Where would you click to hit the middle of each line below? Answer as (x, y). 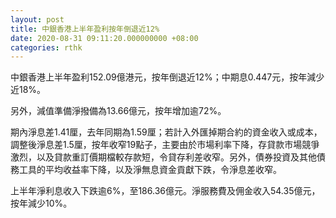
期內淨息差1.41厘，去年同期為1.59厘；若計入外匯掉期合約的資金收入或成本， (166, 132)
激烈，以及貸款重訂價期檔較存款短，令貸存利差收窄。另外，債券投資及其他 (163, 157)
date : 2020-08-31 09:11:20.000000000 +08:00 (104, 38)
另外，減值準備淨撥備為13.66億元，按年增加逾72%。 (118, 111)
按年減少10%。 (41, 203)
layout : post (37, 19)
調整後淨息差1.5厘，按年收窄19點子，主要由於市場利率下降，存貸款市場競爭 (165, 145)
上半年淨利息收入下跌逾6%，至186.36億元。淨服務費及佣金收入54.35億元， (165, 191)
